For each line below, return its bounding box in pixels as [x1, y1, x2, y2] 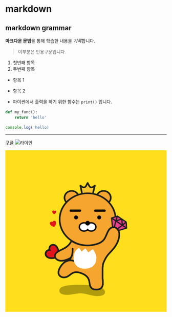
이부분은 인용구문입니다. [17, 49, 67, 54]
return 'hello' [14, 115, 47, 120]
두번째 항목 [12, 66, 35, 72]
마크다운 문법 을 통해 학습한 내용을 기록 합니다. [5, 38, 96, 44]
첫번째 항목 [12, 60, 35, 66]
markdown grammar [5, 24, 72, 32]
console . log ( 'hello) [5, 125, 50, 130]
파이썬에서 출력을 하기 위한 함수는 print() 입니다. [12, 98, 113, 105]
